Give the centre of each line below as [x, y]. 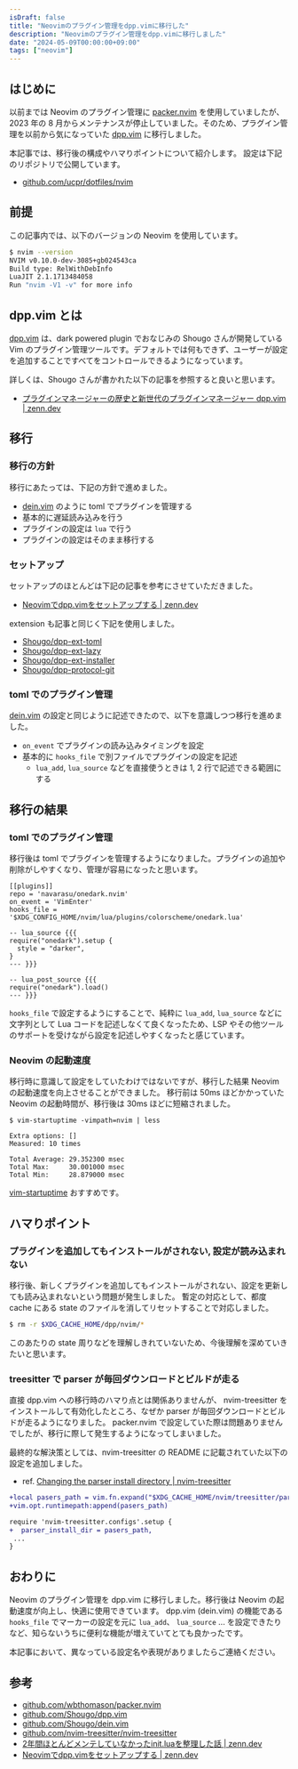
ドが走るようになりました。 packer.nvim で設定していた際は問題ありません [146, 1422]
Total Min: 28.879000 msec [67, 1175]
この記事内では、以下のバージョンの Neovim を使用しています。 [126, 235]
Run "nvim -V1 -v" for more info [71, 286]
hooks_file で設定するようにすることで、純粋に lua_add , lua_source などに [146, 1013]
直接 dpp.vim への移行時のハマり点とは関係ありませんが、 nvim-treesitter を [149, 1400]
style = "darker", [51, 949]
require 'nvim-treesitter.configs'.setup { [91, 1522]
